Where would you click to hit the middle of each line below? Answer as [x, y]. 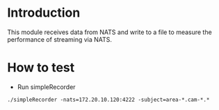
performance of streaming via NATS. [60, 39]
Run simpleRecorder [46, 87]
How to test [41, 68]
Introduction [44, 13]
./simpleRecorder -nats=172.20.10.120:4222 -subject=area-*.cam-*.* [108, 100]
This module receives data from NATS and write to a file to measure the [109, 32]
